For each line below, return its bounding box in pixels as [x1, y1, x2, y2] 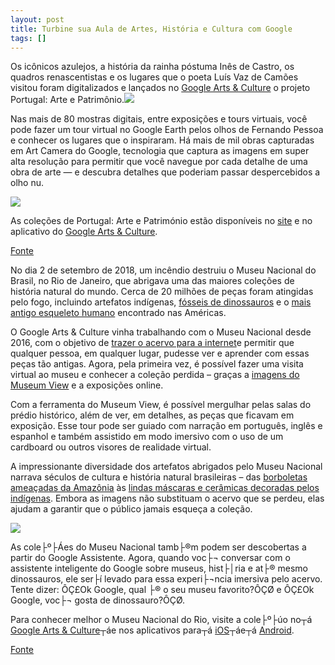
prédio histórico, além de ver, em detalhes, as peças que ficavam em [10, 409, 295, 421]
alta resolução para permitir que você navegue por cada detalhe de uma [10, 156, 308, 168]
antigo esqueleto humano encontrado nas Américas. [10, 307, 227, 319]
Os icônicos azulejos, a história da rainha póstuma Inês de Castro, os [10, 61, 295, 73]
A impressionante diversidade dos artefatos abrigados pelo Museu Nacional [10, 461, 323, 473]
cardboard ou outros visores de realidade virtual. [10, 441, 212, 453]
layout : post [10, 14, 65, 25]
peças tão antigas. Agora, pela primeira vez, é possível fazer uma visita [10, 358, 304, 370]
